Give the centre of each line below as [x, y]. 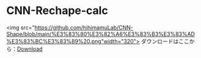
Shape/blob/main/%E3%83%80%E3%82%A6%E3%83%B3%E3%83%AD [101, 34]
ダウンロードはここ [165, 41]
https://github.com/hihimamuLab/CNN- [84, 27]
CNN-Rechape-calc [57, 11]
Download [30, 49]
